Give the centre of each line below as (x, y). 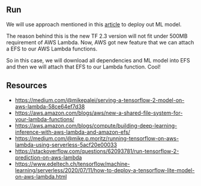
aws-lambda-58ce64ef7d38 (50, 106)
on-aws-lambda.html (41, 176)
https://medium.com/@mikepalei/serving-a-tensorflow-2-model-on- (100, 100)
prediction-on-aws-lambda (48, 157)
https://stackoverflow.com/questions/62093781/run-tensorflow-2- (97, 151)
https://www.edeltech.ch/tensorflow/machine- (72, 164)
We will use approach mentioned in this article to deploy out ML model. (94, 24)
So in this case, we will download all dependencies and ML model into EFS (98, 60)
